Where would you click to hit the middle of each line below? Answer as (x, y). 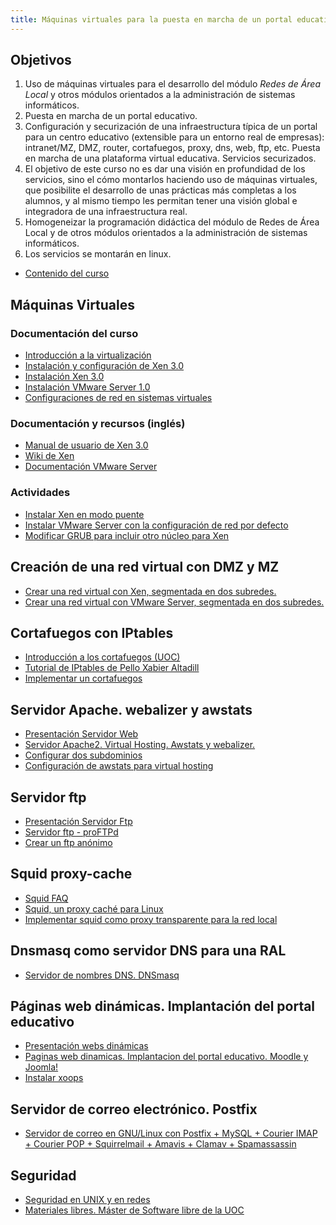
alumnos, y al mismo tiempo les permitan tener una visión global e (161, 201)
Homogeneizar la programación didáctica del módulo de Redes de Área (172, 222)
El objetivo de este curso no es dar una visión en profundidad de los (165, 169)
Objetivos (41, 60)
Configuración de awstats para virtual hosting (119, 766)
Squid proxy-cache (71, 874)
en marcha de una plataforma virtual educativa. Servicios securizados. (170, 158)
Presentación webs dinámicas (86, 1046)
